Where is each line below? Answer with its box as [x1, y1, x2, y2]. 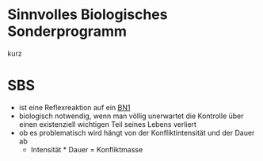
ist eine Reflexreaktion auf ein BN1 [18, 102, 131, 112]
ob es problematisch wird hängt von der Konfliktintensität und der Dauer [18, 128, 255, 137]
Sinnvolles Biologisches [7, 6, 168, 24]
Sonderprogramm [7, 22, 128, 40]
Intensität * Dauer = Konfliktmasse [30, 144, 143, 154]
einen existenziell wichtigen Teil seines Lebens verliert [18, 119, 197, 128]
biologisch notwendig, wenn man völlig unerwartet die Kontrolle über [18, 111, 244, 121]
